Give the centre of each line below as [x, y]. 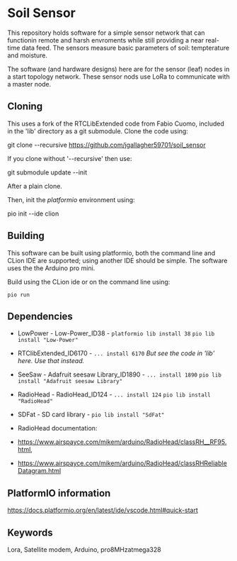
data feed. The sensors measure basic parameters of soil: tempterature [126, 48]
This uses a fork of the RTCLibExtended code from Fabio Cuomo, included [116, 123]
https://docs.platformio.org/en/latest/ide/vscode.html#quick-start [103, 510]
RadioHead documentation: [57, 428]
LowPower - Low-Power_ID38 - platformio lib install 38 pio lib [116, 333]
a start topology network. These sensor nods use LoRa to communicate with [118, 77]
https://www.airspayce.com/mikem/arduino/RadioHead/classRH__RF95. [122, 442]
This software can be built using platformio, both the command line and [111, 252]
